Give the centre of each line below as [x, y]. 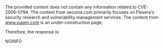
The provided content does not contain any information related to [71, 7]
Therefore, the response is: [33, 32]
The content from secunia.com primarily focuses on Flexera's [92, 12]
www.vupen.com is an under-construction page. [54, 22]
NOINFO [13, 41]
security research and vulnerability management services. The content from [82, 17]
